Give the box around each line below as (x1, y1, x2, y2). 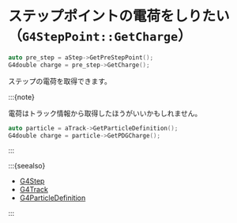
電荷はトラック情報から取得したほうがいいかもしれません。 (8, 108, 202, 118)
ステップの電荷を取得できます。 (8, 76, 112, 85)
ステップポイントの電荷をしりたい (8, 7, 231, 25)
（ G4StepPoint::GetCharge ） (8, 27, 192, 45)
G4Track (19, 185, 49, 195)
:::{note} (8, 92, 36, 101)
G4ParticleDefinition (19, 193, 86, 202)
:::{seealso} (8, 161, 46, 171)
